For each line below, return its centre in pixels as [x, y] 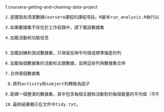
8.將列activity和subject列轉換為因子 [49, 84]
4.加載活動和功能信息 [27, 38]
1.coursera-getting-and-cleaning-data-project [51, 7]
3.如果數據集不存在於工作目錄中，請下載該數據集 [55, 27]
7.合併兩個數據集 [23, 73]
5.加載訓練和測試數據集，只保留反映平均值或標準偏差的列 [63, 53]
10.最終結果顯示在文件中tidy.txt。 [43, 104]
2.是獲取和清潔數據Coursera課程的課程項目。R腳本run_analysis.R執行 [80, 17]
